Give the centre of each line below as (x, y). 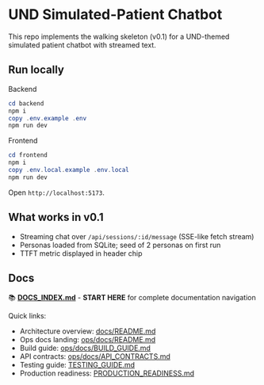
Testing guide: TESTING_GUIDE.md (77, 365)
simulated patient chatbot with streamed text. (82, 44)
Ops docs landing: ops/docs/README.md (88, 340)
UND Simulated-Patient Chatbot (115, 15)
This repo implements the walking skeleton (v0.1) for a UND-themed (119, 36)
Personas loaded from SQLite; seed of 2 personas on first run (120, 245)
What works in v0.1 (56, 217)
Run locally (36, 70)
